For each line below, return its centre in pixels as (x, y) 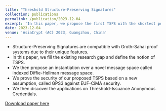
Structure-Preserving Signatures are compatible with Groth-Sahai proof (85, 47)
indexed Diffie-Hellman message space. (53, 73)
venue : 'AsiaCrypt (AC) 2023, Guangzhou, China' (56, 33)
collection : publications (32, 14)
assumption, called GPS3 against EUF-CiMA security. (66, 83)
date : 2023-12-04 (23, 28)
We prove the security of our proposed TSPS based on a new (75, 78)
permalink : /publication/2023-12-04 (43, 19)
